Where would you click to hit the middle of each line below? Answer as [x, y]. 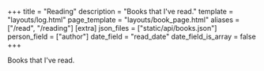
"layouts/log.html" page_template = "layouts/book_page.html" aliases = [124, 20]
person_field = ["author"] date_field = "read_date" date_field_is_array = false [132, 36]
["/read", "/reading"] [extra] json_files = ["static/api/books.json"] [112, 28]
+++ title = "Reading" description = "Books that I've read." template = [121, 11]
